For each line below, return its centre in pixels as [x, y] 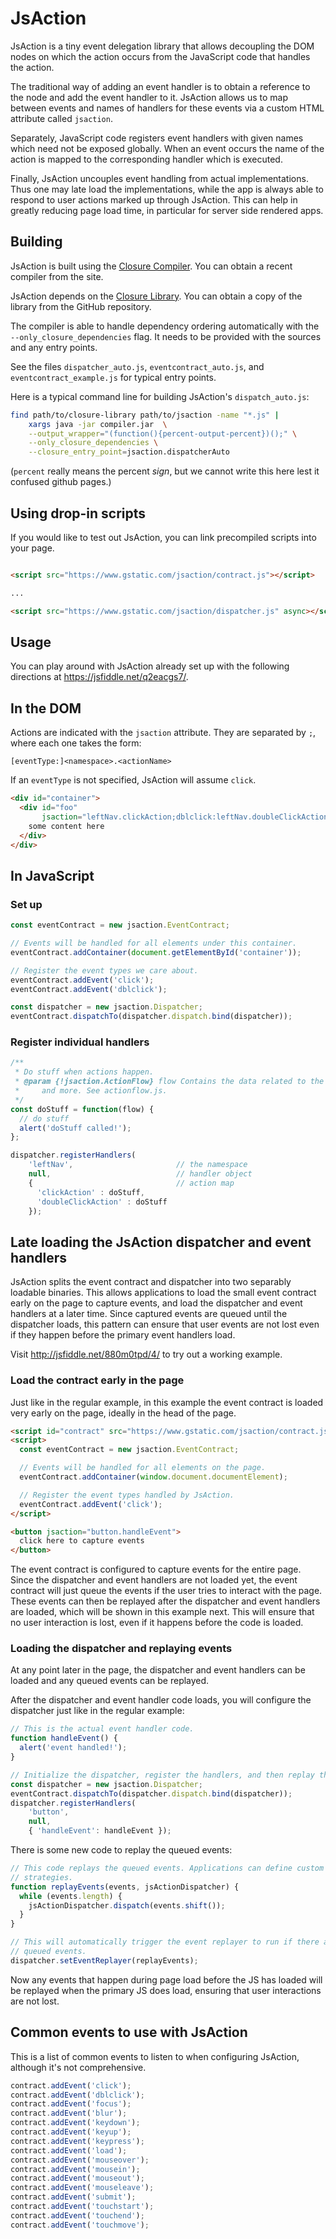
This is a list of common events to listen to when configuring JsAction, [155, 2056]
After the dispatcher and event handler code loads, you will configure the [161, 1700]
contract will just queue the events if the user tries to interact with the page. [166, 1591]
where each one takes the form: [76, 743]
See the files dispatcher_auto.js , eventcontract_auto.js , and [137, 366]
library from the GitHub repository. [81, 306]
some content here [66, 826]
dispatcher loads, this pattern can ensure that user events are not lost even [165, 1324]
